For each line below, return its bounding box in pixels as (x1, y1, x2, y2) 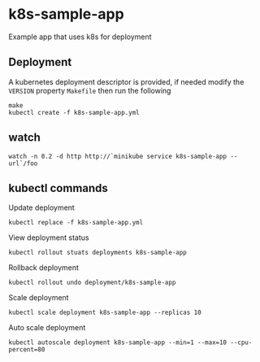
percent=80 (8, 346, 45, 354)
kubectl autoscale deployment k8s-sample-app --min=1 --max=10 (8, 338, 227, 347)
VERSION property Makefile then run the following (8, 85, 171, 95)
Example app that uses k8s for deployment (8, 32, 152, 41)
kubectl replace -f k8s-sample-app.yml (8, 219, 144, 227)
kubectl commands (8, 181, 108, 195)
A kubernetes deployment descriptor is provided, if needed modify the (8, 76, 245, 86)
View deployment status (8, 233, 89, 242)
